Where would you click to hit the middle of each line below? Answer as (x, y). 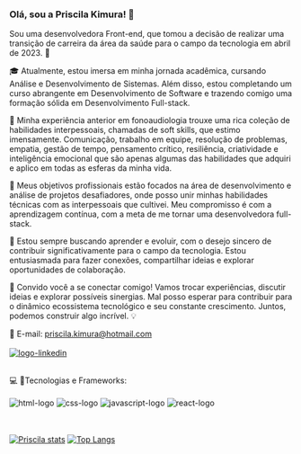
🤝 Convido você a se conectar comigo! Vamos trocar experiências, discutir (147, 288)
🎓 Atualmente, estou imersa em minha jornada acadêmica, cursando (138, 71)
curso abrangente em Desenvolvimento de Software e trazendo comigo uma (151, 93)
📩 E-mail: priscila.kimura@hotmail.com (81, 334)
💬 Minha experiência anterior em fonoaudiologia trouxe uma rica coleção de (150, 120)
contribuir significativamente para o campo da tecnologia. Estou (128, 251)
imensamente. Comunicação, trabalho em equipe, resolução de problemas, (148, 139)
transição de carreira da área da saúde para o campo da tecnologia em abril (150, 43)
